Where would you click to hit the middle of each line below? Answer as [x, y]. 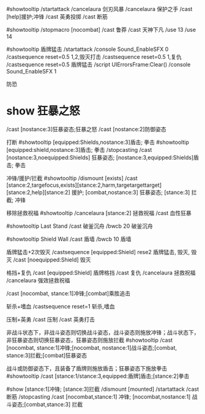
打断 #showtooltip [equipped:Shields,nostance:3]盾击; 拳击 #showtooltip [98, 142]
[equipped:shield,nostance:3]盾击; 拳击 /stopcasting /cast [79, 149]
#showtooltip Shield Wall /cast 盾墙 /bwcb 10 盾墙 [69, 239]
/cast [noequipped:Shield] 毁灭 [52, 260]
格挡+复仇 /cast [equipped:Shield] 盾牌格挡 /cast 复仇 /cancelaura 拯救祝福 [101, 273]
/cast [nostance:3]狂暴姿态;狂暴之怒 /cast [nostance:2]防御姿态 [86, 129]
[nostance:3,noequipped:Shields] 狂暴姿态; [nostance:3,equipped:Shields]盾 [102, 157]
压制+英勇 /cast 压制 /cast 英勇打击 [51, 319]
